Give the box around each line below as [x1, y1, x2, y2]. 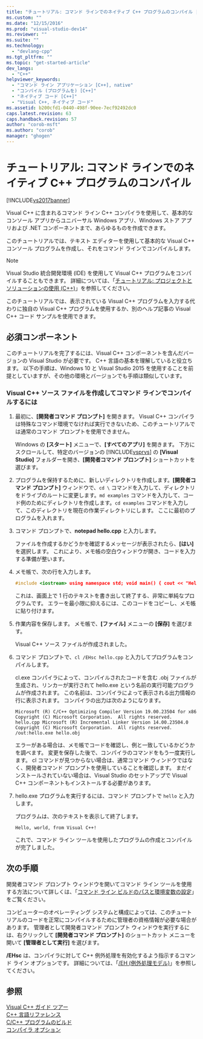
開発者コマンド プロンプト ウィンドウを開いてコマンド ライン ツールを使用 [6, 880, 192, 887]
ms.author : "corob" [6, 127, 56, 133]
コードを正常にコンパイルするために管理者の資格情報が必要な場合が [27, 916, 197, 923]
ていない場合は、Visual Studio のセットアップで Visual [52, 772, 188, 779]
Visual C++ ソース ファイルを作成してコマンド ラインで [6, 389, 167, 397]
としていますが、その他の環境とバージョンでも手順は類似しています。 [11, 372, 185, 379]
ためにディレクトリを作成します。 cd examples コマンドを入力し [31, 499, 189, 506]
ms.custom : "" [6, 15, 42, 21]
